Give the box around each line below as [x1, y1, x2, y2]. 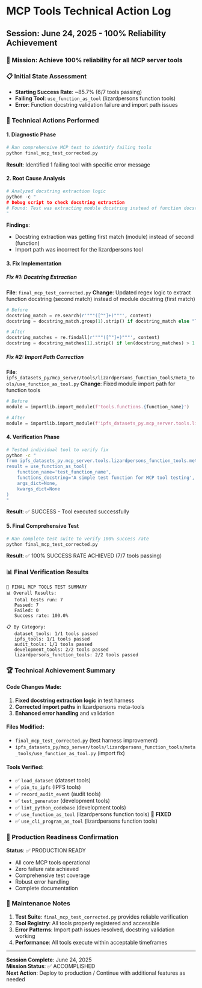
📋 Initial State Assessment [6, 72, 87, 81]
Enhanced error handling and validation [14, 709, 115, 717]
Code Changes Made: [6, 683, 62, 691]
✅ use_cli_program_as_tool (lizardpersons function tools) [14, 817, 158, 825]
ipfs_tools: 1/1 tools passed [14, 636, 90, 642]
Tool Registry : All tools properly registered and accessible [14, 919, 160, 926]
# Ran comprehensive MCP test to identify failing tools [6, 144, 152, 150]
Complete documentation [14, 884, 78, 891]
